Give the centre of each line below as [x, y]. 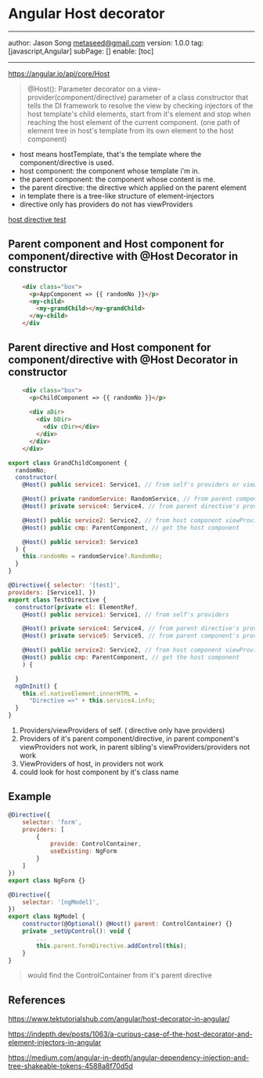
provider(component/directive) [77, 97]
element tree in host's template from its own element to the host [130, 130]
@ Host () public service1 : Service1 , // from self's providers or [131, 485]
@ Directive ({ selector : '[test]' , [65, 586]
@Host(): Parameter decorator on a [84, 89]
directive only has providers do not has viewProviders [106, 204]
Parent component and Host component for [116, 244]
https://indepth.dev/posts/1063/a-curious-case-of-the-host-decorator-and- [130, 1034]
